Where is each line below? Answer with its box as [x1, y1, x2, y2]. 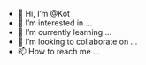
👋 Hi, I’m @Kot [17, 9, 71, 18]
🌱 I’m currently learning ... [17, 27, 112, 37]
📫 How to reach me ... [17, 47, 100, 56]
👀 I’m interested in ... [17, 18, 93, 28]
